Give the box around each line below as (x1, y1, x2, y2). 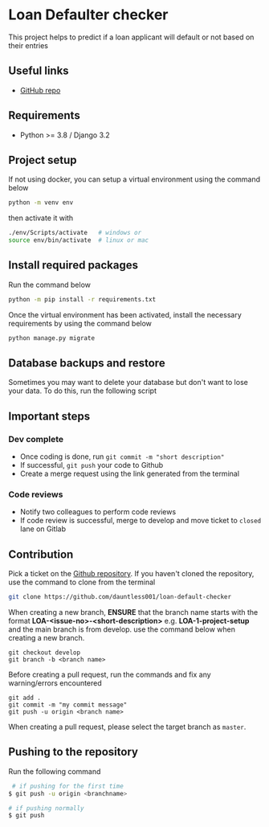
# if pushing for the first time (11, 782, 124, 790)
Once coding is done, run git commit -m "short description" (19, 452, 225, 461)
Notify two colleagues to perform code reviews (19, 507, 177, 517)
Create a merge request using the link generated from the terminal (19, 469, 239, 479)
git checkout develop (8, 649, 81, 657)
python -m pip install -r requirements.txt (8, 295, 157, 303)
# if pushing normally (8, 804, 84, 813)
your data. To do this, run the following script (8, 386, 157, 395)
